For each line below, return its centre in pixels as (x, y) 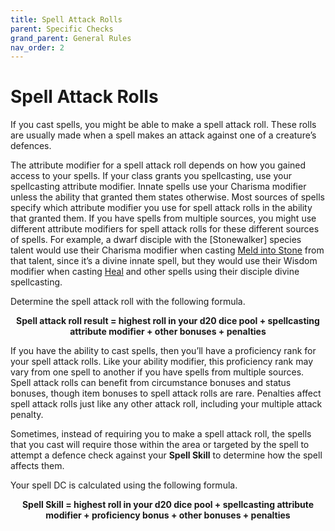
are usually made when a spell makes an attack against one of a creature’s (163, 135)
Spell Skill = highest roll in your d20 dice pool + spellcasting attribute (168, 505)
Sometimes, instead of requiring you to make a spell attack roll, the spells (161, 434)
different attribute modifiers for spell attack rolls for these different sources (165, 229)
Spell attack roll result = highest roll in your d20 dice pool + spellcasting (168, 321)
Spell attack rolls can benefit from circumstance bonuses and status (151, 383)
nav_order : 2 (37, 47)
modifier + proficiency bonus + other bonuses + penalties (168, 515)
